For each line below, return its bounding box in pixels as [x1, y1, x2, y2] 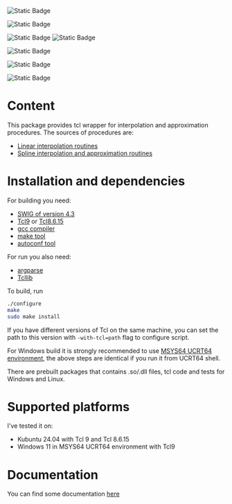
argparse [17, 266, 44, 274]
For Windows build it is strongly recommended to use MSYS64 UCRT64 [7, 347, 213, 355]
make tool [17, 232, 46, 240]
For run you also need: [7, 252, 71, 261]
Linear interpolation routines [17, 141, 98, 150]
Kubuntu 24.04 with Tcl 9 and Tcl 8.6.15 [17, 435, 130, 444]
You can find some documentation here [7, 489, 120, 498]
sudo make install [7, 313, 60, 320]
